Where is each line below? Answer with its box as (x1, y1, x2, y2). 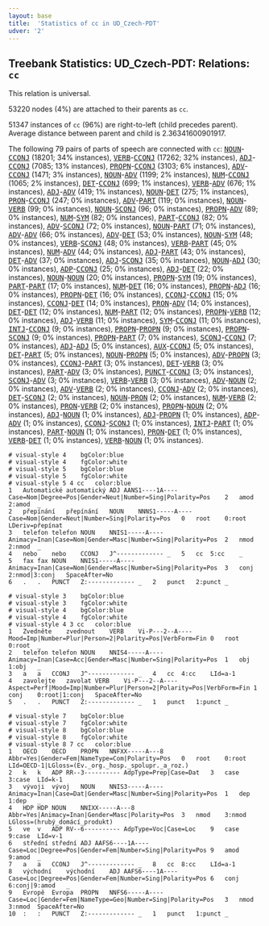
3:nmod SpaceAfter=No (8, 903, 85, 911)
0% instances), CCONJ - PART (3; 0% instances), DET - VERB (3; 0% (8, 358, 225, 368)
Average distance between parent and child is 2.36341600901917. (8, 128, 227, 138)
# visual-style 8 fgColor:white (8, 733, 128, 742)
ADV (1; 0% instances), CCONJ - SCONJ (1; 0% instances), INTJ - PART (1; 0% (8, 419, 255, 428)
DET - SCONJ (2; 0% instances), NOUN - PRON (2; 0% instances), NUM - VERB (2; (8, 393, 257, 403)
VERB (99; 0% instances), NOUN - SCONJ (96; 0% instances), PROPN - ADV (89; (8, 204, 259, 214)
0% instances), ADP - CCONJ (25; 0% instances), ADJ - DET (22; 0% (8, 264, 224, 274)
